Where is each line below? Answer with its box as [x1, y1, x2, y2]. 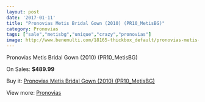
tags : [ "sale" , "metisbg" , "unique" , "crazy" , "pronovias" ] [6, 32, 151, 38]
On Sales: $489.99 [6, 66, 55, 73]
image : [6, 37, 23, 43]
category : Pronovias [6, 25, 59, 32]
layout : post [6, 8, 40, 15]
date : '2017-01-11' [6, 15, 56, 21]
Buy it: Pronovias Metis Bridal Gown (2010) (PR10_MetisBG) [6, 77, 156, 84]
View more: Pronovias [6, 89, 62, 96]
